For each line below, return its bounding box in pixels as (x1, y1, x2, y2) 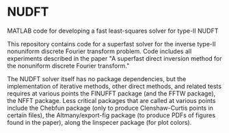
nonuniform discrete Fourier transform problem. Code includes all (7, 47, 192, 55)
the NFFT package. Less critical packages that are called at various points (7, 96, 216, 104)
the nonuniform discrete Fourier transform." (7, 61, 130, 70)
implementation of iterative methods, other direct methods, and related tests (7, 82, 222, 90)
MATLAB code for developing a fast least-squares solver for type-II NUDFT (7, 27, 219, 35)
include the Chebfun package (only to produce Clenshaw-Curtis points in (7, 104, 214, 112)
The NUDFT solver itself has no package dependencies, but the (7, 74, 187, 83)
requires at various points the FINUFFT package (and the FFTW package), (7, 89, 216, 98)
